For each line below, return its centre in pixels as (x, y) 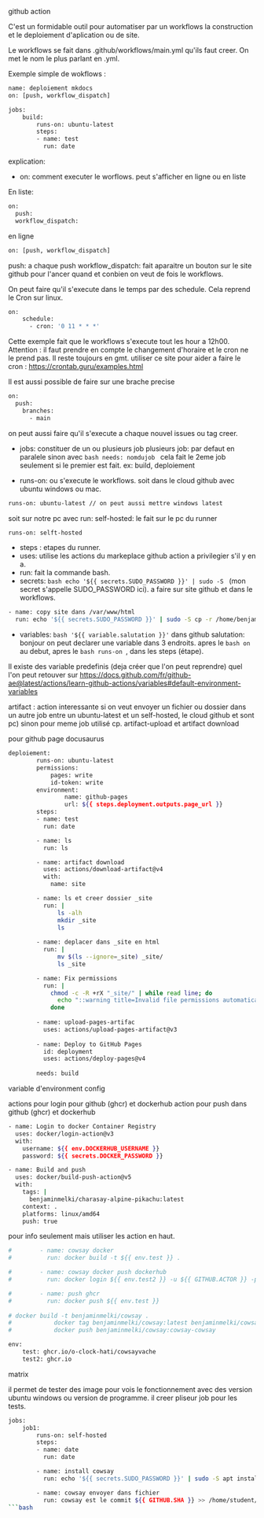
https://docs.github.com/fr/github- (136, 675)
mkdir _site (77, 920)
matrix (18, 1374)
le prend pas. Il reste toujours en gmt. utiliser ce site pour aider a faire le (125, 358)
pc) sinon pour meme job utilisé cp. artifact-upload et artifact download (124, 724)
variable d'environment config (57, 1088)
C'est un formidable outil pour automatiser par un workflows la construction (131, 26)
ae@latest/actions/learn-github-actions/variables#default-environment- (125, 683)
